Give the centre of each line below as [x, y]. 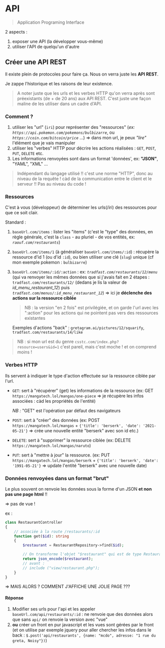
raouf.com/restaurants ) [36, 242]
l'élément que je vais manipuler [44, 143]
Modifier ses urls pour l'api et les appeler [54, 609]
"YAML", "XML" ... [30, 164]
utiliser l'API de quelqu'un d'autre [46, 46]
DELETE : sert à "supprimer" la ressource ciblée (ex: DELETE [71, 440]
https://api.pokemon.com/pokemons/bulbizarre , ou [63, 133]
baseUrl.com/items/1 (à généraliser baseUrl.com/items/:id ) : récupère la [85, 252]
